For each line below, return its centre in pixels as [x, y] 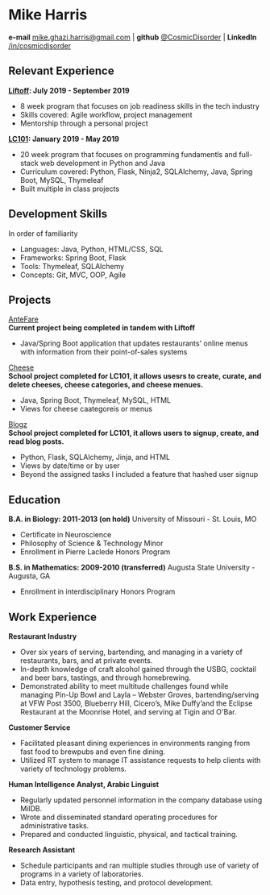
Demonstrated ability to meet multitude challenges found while [124, 686]
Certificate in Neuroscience [66, 535]
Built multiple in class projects [69, 189]
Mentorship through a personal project [84, 123]
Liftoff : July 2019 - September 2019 [69, 90]
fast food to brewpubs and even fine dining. [93, 752]
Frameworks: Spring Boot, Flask [73, 257]
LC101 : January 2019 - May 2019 [64, 139]
